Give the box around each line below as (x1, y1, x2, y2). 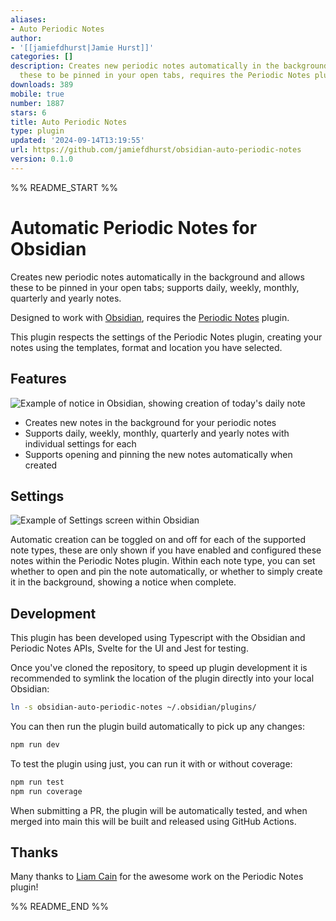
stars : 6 (10, 107, 47, 118)
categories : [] (10, 52, 74, 62)
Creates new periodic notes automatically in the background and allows (10, 271, 305, 283)
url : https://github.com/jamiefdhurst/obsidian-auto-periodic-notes (10, 145, 302, 155)
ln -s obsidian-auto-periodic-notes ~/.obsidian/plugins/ (10, 702, 257, 713)
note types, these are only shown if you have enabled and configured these (10, 544, 322, 556)
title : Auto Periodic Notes (10, 117, 128, 127)
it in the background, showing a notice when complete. (10, 576, 237, 588)
